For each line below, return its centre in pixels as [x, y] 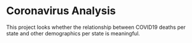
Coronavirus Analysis [61, 11]
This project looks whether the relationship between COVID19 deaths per [96, 27]
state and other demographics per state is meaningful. [73, 33]
